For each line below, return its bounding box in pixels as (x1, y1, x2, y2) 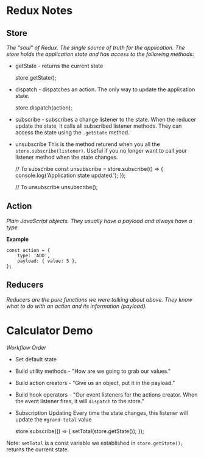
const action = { (6, 247, 51, 253)
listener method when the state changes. (15, 153, 118, 161)
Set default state (15, 355, 57, 363)
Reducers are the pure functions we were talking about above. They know (6, 296, 193, 303)
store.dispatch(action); (15, 104, 72, 111)
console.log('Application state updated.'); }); (15, 172, 126, 179)
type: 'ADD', (17, 252, 51, 258)
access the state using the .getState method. (15, 129, 130, 136)
